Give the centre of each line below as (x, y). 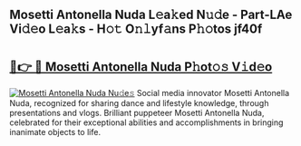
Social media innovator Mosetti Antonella (213, 93)
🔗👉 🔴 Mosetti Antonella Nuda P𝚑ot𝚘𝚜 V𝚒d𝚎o (141, 67)
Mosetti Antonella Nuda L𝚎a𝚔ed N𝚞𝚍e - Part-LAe (151, 15)
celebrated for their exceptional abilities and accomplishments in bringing (146, 122)
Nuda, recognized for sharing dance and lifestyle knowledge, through (139, 103)
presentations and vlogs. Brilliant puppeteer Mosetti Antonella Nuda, (137, 113)
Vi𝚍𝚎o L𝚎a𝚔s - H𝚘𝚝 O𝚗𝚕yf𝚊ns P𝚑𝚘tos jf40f (136, 29)
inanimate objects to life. (55, 132)
